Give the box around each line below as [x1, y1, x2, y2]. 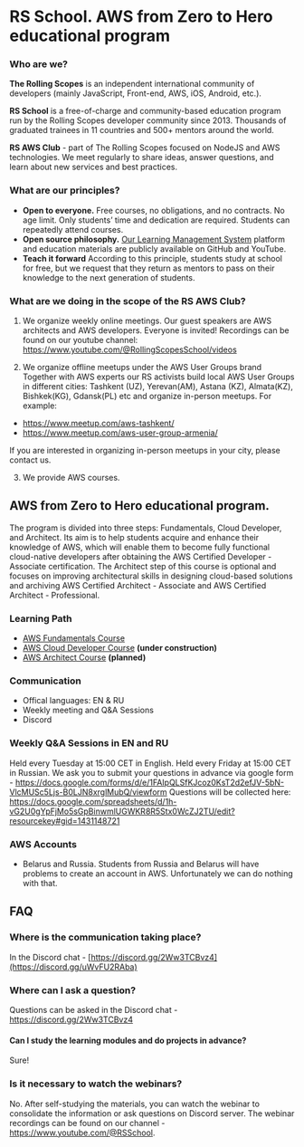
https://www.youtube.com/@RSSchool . [9, 1127, 156, 1138]
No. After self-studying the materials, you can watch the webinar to [9, 1098, 261, 1109]
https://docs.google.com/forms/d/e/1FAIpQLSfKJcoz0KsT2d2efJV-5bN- [14, 777, 285, 788]
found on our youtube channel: [22, 335, 138, 346]
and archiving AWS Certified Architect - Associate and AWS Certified [9, 579, 267, 590]
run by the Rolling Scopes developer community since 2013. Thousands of [9, 115, 287, 126]
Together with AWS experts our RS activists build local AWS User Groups [22, 371, 296, 382]
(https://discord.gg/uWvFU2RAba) [9, 961, 138, 972]
